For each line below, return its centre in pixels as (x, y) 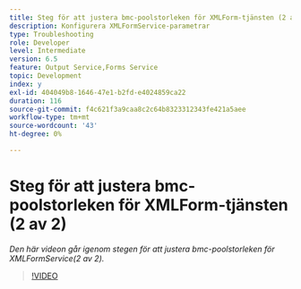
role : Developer (39, 42)
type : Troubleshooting (52, 34)
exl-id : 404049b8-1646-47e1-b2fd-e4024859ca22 (98, 92)
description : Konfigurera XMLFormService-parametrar (110, 26)
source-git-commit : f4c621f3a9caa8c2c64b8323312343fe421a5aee (128, 109)
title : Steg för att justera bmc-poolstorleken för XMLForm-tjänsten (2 (148, 17)
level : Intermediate (48, 51)
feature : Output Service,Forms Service (84, 68)
